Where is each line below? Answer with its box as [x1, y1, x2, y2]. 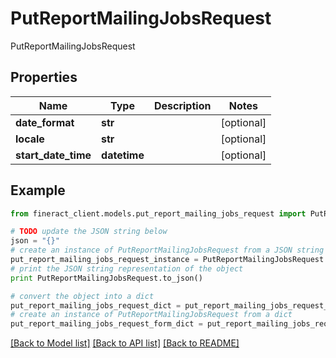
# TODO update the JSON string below [10, 227, 168, 237]
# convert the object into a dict [10, 291, 155, 301]
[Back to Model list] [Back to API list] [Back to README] [10, 337, 240, 349]
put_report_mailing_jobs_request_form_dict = [10, 319, 203, 329]
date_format [15, 115, 75, 129]
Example [10, 182, 66, 199]
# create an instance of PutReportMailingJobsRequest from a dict [10, 310, 293, 320]
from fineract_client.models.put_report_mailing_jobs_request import [10, 208, 307, 219]
